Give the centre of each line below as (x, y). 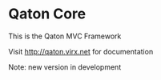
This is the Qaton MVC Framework (65, 36)
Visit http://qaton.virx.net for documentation (81, 51)
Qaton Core (47, 14)
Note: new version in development (65, 67)
